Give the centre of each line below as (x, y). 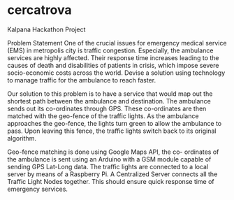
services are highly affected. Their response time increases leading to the (113, 57)
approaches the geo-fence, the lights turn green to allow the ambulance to (115, 123)
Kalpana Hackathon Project (46, 29)
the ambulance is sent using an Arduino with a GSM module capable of (109, 159)
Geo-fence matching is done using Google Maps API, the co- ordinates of (113, 152)
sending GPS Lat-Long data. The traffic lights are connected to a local (108, 166)
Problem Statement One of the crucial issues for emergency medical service (117, 43)
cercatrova (39, 10)
